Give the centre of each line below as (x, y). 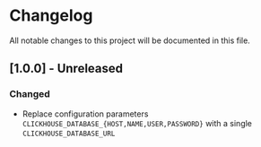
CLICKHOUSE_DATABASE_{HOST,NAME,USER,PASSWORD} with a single (137, 123)
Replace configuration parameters (85, 114)
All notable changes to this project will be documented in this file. (130, 40)
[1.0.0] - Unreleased (66, 69)
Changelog (51, 16)
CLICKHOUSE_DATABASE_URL (69, 134)
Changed (30, 94)
